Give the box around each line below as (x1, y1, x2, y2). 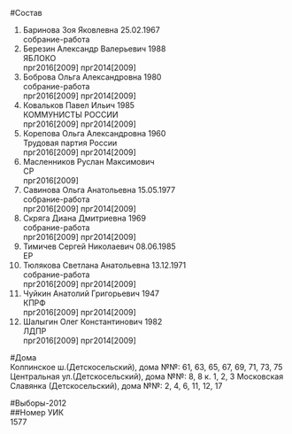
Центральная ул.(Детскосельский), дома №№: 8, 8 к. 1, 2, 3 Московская (10, 371, 284, 382)
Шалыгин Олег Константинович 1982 (22, 316, 163, 327)
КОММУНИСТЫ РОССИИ (22, 110, 119, 120)
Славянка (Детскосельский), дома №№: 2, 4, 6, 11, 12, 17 (10, 381, 223, 391)
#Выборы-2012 (10, 398, 67, 408)
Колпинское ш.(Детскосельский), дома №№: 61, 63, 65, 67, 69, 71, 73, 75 (10, 362, 283, 372)
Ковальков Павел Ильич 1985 (22, 100, 135, 110)
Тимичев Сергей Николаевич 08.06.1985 (22, 241, 176, 252)
